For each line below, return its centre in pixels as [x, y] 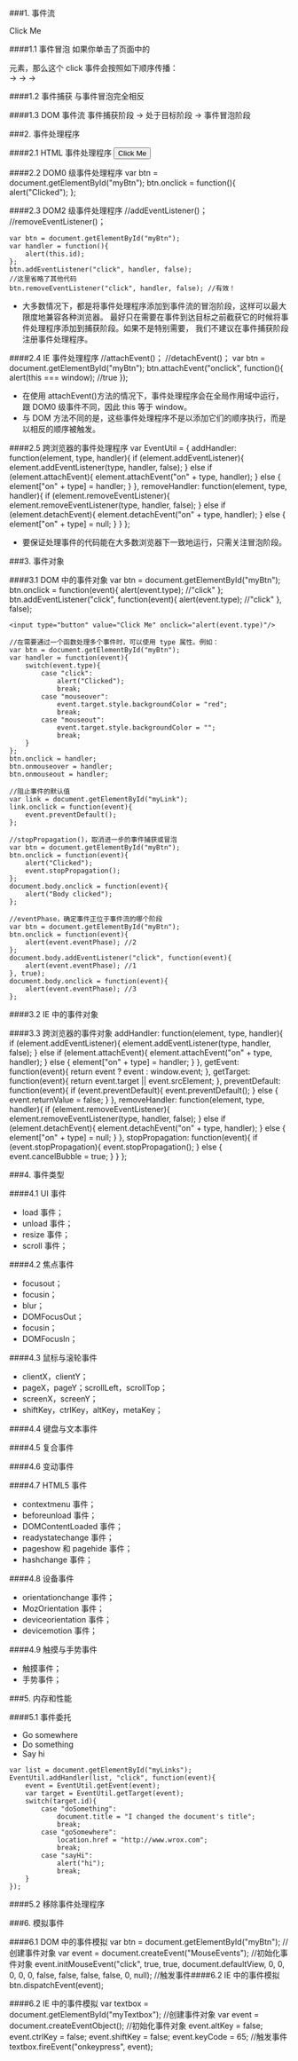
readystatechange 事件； [68, 1537]
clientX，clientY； [55, 1377]
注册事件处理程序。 [57, 339]
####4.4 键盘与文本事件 [54, 1429]
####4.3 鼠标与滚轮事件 [53, 1358]
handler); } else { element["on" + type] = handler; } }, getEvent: [124, 1062]
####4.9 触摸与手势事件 [53, 1650]
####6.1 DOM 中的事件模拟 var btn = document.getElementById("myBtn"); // [149, 1942]
